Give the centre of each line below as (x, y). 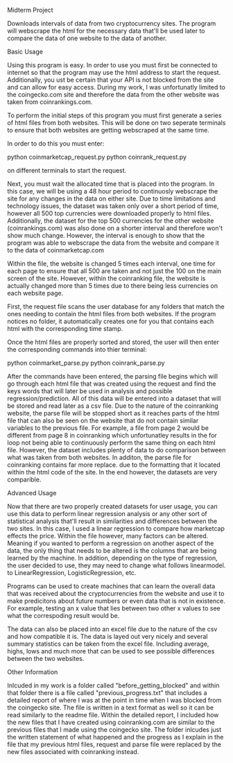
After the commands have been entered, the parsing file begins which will (113, 376)
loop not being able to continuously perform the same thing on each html (112, 443)
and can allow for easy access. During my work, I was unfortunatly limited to (116, 87)
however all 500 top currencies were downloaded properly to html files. (109, 213)
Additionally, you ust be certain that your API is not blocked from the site (111, 80)
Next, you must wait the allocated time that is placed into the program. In (111, 184)
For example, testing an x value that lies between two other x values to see (114, 608)
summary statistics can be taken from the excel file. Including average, (108, 644)
